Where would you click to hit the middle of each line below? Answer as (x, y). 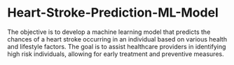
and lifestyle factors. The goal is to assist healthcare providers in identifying (117, 46)
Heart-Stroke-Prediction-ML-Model (113, 13)
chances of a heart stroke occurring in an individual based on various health (117, 39)
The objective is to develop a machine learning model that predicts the (109, 32)
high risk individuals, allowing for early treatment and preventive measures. (116, 54)
